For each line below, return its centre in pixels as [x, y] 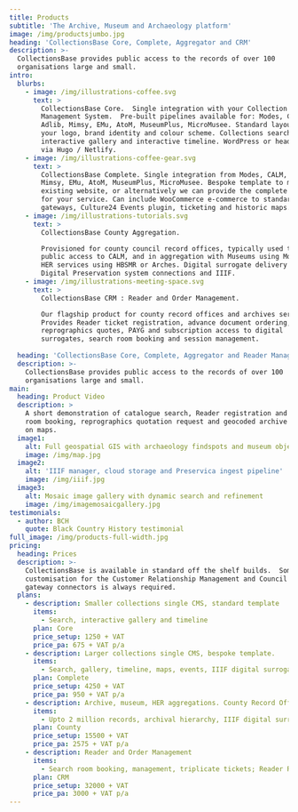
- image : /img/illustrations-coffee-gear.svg [111, 158]
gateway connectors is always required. [101, 587]
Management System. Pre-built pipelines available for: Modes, [162, 117]
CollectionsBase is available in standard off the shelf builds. [149, 570]
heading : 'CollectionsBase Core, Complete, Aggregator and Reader [142, 356]
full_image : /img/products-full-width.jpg [89, 538]
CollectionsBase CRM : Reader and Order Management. [141, 298]
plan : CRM [51, 777]
